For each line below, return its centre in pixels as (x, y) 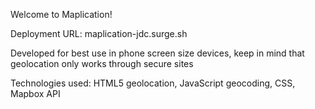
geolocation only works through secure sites (102, 63)
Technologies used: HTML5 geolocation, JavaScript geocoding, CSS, (153, 83)
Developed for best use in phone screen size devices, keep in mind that (157, 53)
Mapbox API (35, 93)
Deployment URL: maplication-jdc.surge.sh (99, 33)
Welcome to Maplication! (61, 14)
